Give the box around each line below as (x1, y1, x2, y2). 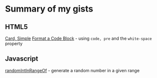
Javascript (5, 55, 39, 63)
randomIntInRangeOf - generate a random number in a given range (5, 67, 140, 73)
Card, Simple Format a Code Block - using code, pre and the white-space (5, 35, 152, 41)
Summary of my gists (5, 3, 94, 15)
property (5, 41, 23, 47)
